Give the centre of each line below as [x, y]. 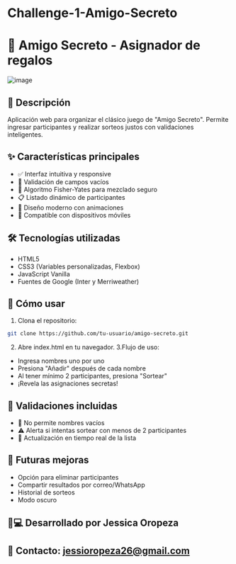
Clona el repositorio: [47, 321]
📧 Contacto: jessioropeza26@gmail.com [99, 551]
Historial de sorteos [46, 492]
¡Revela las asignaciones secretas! [68, 383]
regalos [30, 61]
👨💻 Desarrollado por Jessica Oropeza [93, 523]
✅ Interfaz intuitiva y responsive [64, 174]
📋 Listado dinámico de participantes [71, 197]
